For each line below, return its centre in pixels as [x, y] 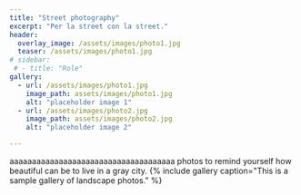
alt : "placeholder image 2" [79, 128]
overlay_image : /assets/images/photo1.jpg [99, 43]
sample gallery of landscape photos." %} [86, 180]
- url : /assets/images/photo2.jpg [83, 111]
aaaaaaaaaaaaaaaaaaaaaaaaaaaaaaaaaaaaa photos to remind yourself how [151, 161]
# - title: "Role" [48, 69]
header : [24, 34]
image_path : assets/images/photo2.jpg [99, 119]
